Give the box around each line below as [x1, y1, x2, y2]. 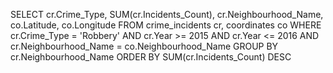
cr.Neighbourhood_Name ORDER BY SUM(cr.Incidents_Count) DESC [10, 51, 292, 63]
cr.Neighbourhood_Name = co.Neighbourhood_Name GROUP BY [10, 40, 279, 52]
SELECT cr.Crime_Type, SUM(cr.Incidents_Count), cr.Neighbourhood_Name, [10, 9, 324, 20]
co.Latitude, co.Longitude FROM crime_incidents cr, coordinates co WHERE [10, 19, 322, 31]
